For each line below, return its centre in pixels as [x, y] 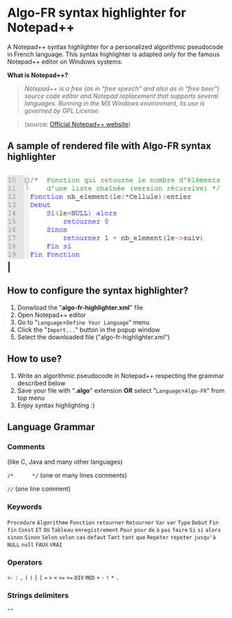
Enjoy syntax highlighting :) [56, 405]
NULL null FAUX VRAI [35, 545]
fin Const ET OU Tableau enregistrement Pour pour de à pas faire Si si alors [114, 530]
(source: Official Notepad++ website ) [77, 124]
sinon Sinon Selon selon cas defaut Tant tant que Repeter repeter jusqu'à [112, 537]
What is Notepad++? [38, 75]
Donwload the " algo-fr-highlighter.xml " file [80, 307]
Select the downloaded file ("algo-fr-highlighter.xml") [93, 337]
